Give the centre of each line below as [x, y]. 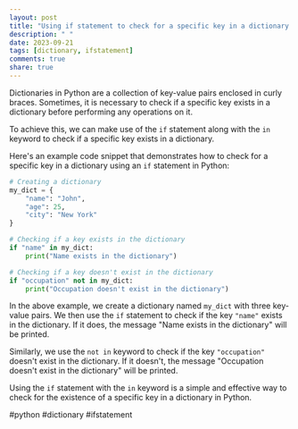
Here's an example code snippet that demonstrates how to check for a [139, 156]
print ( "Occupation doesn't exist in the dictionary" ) [127, 289]
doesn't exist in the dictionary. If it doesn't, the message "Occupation [137, 361]
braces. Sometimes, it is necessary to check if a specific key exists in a [140, 102]
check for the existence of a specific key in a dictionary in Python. [131, 398]
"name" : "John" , [56, 198]
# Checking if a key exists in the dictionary [97, 240]
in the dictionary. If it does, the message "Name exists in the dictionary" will [148, 325]
